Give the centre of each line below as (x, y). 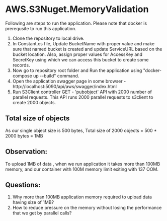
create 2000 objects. (34, 102)
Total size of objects (37, 119)
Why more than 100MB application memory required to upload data (82, 197)
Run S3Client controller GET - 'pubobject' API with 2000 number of (82, 92)
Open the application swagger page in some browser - (69, 81)
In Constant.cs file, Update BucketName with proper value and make (83, 43)
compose (22, 76)
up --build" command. (56, 76)
